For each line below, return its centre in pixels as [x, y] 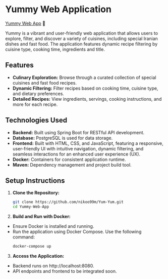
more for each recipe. [35, 104]
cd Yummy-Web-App [31, 207]
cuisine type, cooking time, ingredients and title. [55, 49]
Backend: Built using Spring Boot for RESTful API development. [78, 132]
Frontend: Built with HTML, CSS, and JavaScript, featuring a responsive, [88, 143]
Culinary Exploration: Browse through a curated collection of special [84, 77]
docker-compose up [32, 247]
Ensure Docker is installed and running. [53, 226]
